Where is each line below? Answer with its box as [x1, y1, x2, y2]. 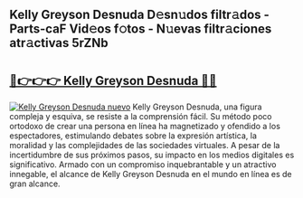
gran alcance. [9, 178, 61, 189]
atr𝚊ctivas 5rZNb [9, 35, 109, 51]
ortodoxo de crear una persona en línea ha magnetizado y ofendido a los [9, 121, 280, 131]
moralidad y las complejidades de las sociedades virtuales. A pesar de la [9, 140, 280, 150]
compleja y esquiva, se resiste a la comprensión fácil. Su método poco [9, 111, 272, 121]
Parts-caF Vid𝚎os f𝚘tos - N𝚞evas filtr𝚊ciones [9, 22, 272, 37]
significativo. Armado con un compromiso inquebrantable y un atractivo [9, 159, 277, 170]
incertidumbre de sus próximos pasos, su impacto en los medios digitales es [9, 149, 295, 160]
